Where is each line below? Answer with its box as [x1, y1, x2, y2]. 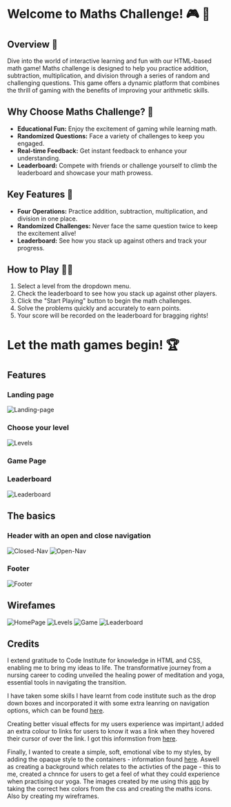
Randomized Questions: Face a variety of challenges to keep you [17, 131, 205, 140]
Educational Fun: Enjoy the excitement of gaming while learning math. [17, 124, 217, 133]
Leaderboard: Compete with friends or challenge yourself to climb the [17, 161, 217, 169]
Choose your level [7, 423, 70, 433]
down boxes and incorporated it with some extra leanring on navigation [7, 699, 210, 707]
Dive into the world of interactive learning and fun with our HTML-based [7, 57, 212, 65]
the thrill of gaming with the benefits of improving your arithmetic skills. [7, 86, 210, 94]
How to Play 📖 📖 [7, 264, 74, 276]
